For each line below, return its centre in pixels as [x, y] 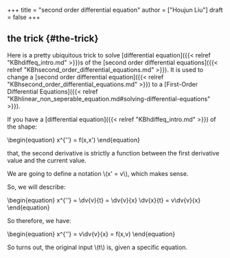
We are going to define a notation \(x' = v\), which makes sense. [98, 173]
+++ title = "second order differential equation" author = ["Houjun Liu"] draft [115, 10]
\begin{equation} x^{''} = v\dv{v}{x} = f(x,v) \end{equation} [91, 234]
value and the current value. [47, 160]
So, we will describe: [36, 187]
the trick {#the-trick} [53, 39]
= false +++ [24, 17]
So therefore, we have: [39, 220]
